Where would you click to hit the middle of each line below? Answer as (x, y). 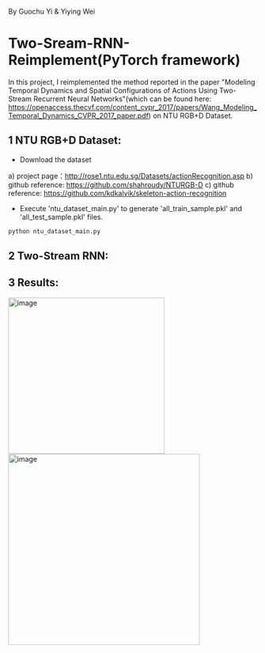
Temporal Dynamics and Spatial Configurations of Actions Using (113, 90)
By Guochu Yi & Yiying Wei (52, 11)
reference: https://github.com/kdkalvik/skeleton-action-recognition (117, 193)
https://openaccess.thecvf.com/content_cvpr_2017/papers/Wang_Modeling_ (132, 107)
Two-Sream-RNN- (69, 43)
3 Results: (34, 283)
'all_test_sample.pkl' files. (61, 217)
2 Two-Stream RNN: (59, 256)
